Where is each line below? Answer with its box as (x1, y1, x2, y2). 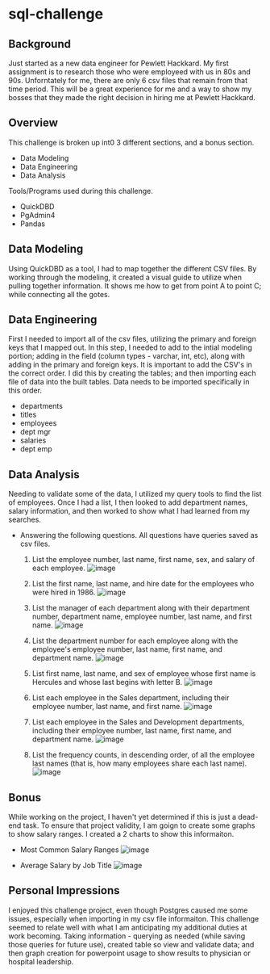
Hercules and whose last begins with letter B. (31, 678, 183, 687)
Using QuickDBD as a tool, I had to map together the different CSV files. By (8, 263, 257, 273)
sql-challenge (8, 5, 103, 23)
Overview (8, 116, 59, 130)
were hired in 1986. (31, 587, 96, 598)
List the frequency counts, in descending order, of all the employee (31, 750, 255, 760)
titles (19, 409, 37, 420)
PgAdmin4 (19, 210, 56, 220)
